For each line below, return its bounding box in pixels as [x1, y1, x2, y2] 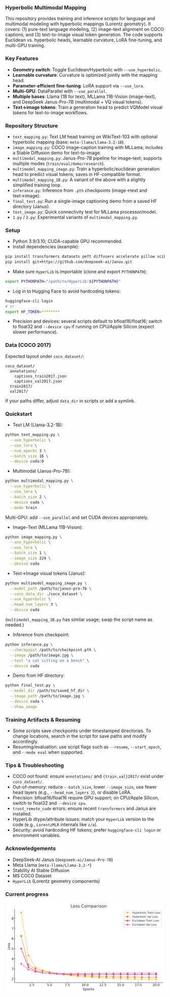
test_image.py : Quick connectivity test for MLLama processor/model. [12, 209, 157, 215]
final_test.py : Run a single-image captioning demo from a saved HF [12, 198, 157, 204]
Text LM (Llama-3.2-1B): [12, 422, 63, 428]
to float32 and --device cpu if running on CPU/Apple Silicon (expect [12, 324, 154, 330]
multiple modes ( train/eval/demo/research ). [12, 160, 105, 166]
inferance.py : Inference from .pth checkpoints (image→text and [12, 187, 148, 193]
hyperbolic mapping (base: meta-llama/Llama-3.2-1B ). [12, 139, 125, 145]
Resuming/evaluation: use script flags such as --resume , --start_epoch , [12, 744, 161, 750]
